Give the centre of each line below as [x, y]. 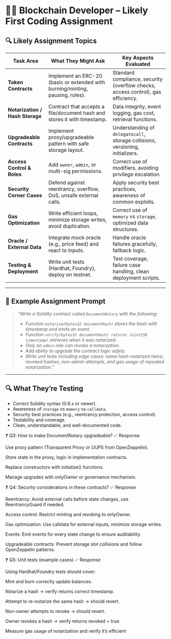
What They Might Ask [78, 61]
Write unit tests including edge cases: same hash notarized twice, [95, 356]
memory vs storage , [135, 216]
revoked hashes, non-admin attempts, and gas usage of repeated [95, 361]
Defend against [66, 182]
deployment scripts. [136, 278]
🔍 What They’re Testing [44, 389]
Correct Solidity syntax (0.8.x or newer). [54, 403]
